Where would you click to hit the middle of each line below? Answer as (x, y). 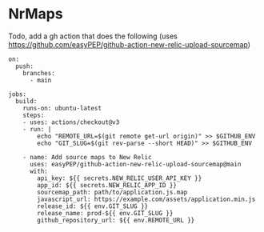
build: (26, 101)
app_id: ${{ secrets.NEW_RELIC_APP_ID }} (107, 185)
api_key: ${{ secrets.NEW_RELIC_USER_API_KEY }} (120, 178)
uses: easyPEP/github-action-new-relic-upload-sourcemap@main (135, 164)
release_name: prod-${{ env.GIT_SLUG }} (105, 213)
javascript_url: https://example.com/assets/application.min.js (146, 199)
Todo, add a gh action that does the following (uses (93, 36)
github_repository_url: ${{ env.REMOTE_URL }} (116, 220)
